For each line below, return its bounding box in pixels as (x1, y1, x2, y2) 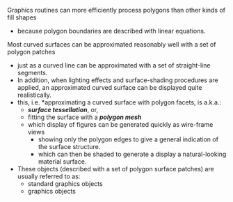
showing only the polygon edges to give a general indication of (38, 135, 219, 143)
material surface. (38, 157, 87, 166)
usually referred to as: (17, 172, 81, 180)
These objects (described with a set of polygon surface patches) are (17, 165, 214, 173)
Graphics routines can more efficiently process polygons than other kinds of (7, 6, 226, 14)
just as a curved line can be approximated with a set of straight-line (17, 61, 211, 69)
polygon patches (7, 48, 56, 56)
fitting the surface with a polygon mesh (27, 113, 142, 121)
